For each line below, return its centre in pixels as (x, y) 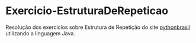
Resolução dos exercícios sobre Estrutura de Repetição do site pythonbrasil (98, 27)
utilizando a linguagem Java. (40, 33)
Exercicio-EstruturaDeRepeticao (87, 11)
